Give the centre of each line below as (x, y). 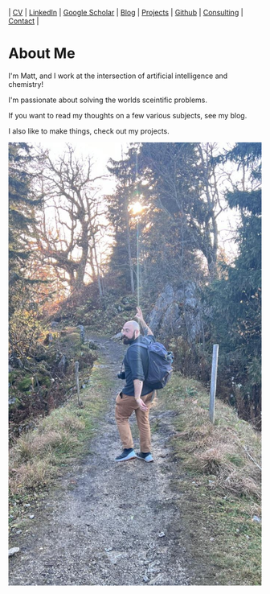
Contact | (24, 21)
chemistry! (26, 84)
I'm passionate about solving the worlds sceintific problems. (108, 100)
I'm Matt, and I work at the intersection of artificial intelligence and (118, 76)
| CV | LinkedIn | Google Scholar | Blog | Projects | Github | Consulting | (126, 12)
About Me (42, 54)
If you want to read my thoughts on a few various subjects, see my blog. (128, 115)
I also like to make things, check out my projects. (89, 131)
